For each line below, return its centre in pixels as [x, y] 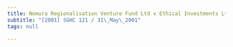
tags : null [23, 26]
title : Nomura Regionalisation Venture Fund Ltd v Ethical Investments [113, 13]
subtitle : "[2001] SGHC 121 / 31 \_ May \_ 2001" [74, 20]
